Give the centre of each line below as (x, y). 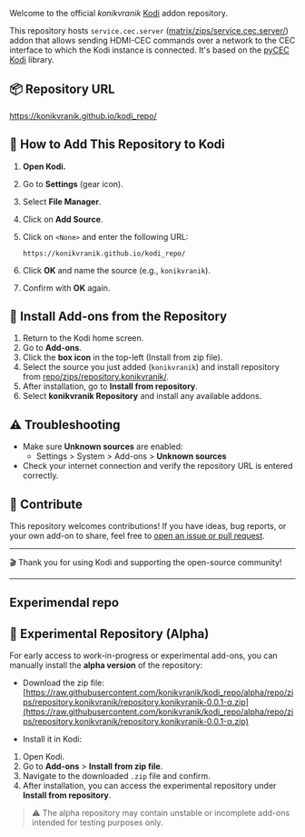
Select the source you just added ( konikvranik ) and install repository (151, 367)
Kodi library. (32, 60)
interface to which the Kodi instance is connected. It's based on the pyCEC (150, 50)
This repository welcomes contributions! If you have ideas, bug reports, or (148, 526)
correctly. (40, 475)
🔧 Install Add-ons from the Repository (118, 317)
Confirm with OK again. (66, 288)
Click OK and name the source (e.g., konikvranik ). (117, 270)
